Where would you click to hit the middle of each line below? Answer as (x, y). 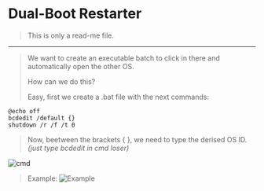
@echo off (24, 111)
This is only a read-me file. (71, 35)
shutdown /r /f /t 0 (42, 125)
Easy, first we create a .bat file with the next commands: (118, 97)
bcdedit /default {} (42, 118)
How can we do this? (61, 81)
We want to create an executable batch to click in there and (123, 58)
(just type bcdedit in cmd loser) (78, 148)
